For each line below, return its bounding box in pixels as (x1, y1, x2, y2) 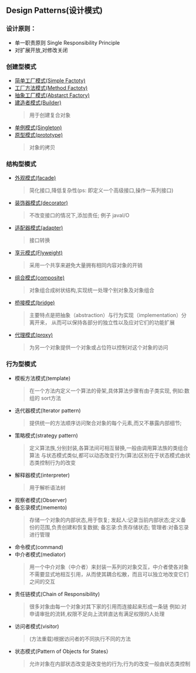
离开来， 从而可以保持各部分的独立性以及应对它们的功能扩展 (29, 319, 175, 326)
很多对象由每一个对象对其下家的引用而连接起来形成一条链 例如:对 (29, 603, 187, 610)
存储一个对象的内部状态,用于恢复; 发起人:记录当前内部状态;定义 (29, 516, 181, 523)
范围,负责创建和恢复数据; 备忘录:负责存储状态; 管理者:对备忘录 (39, 523, 190, 530)
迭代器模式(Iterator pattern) (14, 407, 81, 414)
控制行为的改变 (39, 459, 76, 466)
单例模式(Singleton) (14, 124, 62, 131)
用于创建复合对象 (29, 111, 71, 119)
